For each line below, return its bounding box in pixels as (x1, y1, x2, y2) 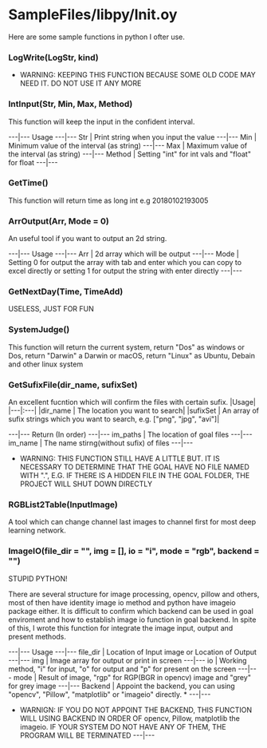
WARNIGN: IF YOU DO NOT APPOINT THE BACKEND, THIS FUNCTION (19, 705, 253, 714)
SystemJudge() (8, 324, 70, 335)
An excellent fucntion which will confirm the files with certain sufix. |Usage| (8, 398, 257, 407)
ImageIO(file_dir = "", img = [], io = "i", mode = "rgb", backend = (8, 545, 260, 556)
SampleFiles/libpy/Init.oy (8, 6, 178, 24)
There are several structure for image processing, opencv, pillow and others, (8, 589, 260, 599)
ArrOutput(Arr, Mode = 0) (8, 216, 109, 227)
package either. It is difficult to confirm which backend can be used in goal (8, 606, 253, 615)
